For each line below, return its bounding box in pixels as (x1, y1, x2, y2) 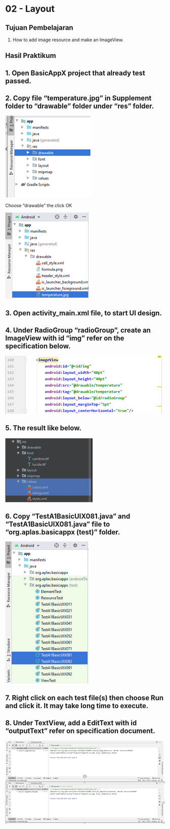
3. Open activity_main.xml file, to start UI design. (5, 308, 162, 317)
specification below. (5, 342, 71, 350)
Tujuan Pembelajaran (5, 23, 73, 32)
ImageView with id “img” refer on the (5, 334, 124, 343)
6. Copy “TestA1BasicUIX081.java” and (5, 512, 131, 521)
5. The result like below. (5, 424, 82, 432)
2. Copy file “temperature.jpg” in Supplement (5, 94, 152, 103)
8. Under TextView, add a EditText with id (5, 719, 137, 727)
